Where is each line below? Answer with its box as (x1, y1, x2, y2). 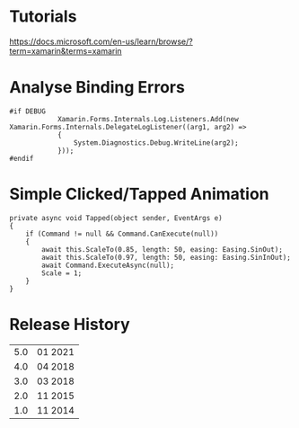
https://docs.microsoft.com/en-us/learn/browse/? (9, 36, 193, 47)
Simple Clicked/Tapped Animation (9, 184, 269, 204)
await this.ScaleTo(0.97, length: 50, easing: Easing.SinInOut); (41, 253, 292, 262)
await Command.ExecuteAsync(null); (41, 261, 175, 270)
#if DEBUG (9, 106, 47, 116)
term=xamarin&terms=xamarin (9, 45, 123, 56)
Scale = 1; (41, 268, 83, 278)
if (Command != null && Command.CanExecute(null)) (25, 229, 219, 238)
